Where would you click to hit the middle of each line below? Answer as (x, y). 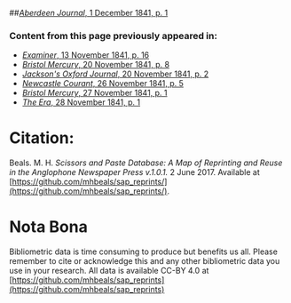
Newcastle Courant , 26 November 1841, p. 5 (103, 84)
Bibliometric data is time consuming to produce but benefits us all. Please (143, 251)
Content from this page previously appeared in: (113, 36)
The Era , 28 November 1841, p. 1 (81, 102)
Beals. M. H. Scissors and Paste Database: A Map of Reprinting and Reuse (146, 163)
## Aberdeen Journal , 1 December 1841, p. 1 (89, 13)
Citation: (42, 138)
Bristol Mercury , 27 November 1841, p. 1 (94, 93)
